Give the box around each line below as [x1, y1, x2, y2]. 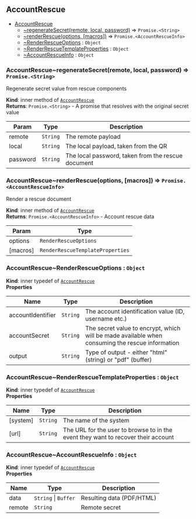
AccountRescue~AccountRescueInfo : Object [6, 451, 137, 459]
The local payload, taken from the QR [65, 142, 167, 150]
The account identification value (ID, [85, 307, 185, 315]
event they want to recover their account [62, 433, 174, 441]
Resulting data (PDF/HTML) [80, 494, 156, 502]
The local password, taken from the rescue [65, 152, 183, 160]
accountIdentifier [9, 311, 57, 319]
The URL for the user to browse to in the [62, 426, 173, 434]
